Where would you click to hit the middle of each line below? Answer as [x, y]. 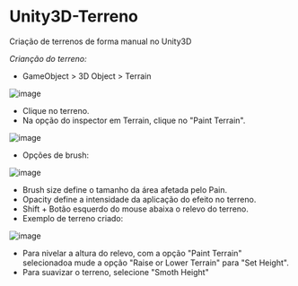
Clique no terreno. [56, 110]
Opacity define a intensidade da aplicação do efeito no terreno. [139, 199]
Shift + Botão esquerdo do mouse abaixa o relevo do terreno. [136, 209]
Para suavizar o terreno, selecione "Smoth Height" [115, 272]
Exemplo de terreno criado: [73, 218]
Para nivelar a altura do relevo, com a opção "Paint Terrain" [132, 253]
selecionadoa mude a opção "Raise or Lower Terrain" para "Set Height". [155, 263]
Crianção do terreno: [48, 58]
